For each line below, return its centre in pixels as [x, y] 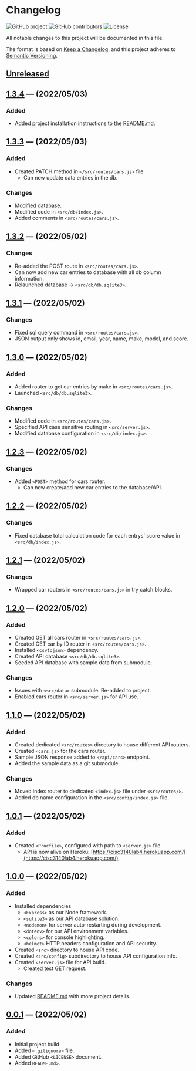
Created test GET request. [55, 968]
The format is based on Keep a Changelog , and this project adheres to [91, 49]
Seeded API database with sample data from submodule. [83, 663]
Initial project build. [38, 1044]
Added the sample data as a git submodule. [67, 763]
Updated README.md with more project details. [72, 996]
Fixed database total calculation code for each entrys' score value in [97, 535]
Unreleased [28, 74]
